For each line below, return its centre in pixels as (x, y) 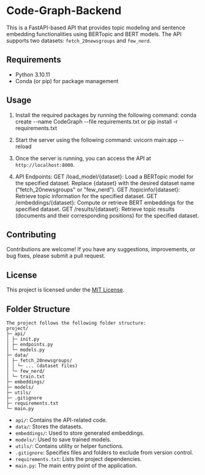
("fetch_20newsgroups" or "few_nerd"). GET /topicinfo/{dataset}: (98, 190)
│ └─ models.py (26, 350)
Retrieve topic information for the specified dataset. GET (86, 196)
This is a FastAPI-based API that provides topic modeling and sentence (96, 28)
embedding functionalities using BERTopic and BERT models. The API (94, 34)
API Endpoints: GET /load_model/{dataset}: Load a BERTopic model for (104, 176)
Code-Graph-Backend (64, 11)
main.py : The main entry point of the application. (76, 466)
